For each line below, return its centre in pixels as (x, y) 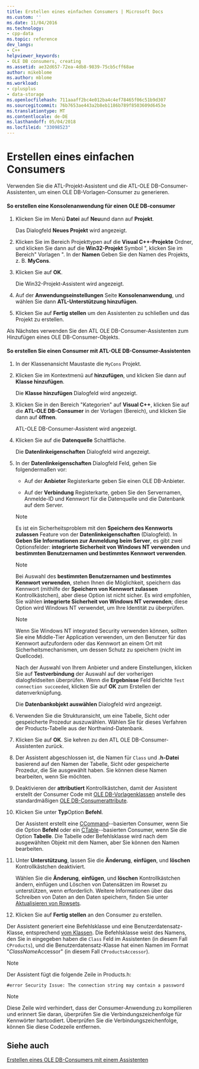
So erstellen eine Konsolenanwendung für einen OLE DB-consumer (91, 206)
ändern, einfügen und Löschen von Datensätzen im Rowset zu (91, 885)
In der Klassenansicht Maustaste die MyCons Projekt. (78, 364)
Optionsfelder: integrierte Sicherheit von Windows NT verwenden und (103, 547)
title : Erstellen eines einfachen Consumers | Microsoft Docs (85, 12)
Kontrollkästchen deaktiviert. (50, 867)
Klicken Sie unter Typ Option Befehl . (59, 812)
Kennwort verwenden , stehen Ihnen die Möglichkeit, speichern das (98, 583)
